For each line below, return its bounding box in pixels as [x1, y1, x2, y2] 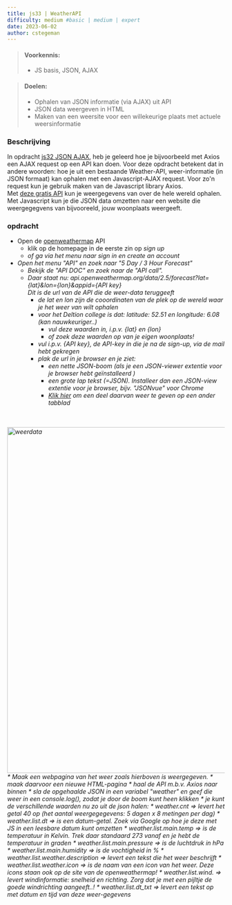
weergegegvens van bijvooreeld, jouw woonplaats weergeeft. [7, 203, 182, 212]
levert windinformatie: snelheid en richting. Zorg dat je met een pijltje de [7, 876, 213, 884]
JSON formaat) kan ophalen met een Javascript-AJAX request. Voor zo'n [7, 174, 215, 183]
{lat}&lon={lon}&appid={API [27, 281, 108, 289]
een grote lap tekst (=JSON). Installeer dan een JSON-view [48, 376, 217, 385]
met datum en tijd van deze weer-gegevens [7, 890, 131, 899]
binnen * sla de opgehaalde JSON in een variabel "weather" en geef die [7, 787, 213, 796]
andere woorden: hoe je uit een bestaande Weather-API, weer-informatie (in [7, 167, 223, 175]
